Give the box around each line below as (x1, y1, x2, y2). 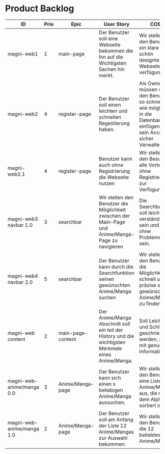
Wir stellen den (99, 194, 134, 201)
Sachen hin (99, 66, 125, 73)
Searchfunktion (99, 269, 135, 276)
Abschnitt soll (99, 320, 131, 327)
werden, (139, 336, 158, 343)
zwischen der (99, 212, 130, 219)
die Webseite (99, 174, 129, 181)
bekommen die (99, 47, 134, 54)
